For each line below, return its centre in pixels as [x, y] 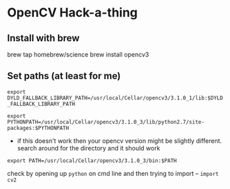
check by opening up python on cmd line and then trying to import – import [113, 173]
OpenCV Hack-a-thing [72, 13]
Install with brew [43, 38]
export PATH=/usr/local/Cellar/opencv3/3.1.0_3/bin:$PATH [92, 160]
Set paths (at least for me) [64, 76]
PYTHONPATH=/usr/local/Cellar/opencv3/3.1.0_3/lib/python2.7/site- [106, 122]
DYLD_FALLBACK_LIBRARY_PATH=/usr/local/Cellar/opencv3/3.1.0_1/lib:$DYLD [115, 98]
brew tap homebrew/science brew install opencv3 [78, 54]
